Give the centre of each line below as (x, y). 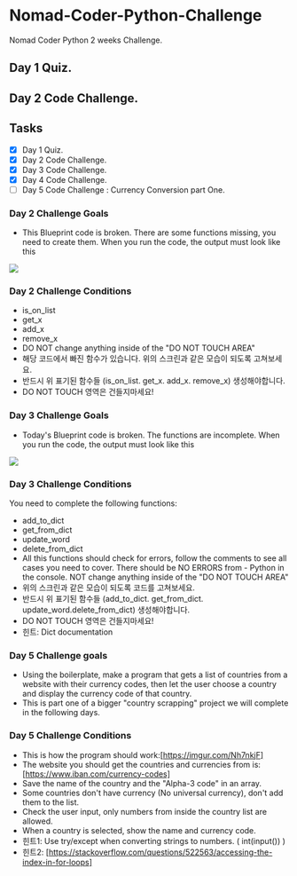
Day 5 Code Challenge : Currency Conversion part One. (123, 189)
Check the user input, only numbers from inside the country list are (145, 811)
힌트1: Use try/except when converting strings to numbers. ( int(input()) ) (154, 840)
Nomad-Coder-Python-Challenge (136, 16)
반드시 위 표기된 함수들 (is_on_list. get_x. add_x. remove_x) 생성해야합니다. (153, 381)
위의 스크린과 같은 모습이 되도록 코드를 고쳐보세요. (108, 588)
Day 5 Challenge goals (59, 655)
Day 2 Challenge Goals (59, 213)
